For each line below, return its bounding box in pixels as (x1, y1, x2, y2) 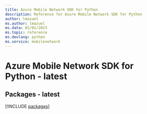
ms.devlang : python (5, 35, 45, 40)
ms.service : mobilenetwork (5, 39, 61, 44)
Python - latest (5, 71, 68, 82)
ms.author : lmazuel (5, 21, 45, 26)
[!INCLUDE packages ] (5, 103, 50, 109)
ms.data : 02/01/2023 (5, 26, 48, 30)
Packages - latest (5, 90, 60, 99)
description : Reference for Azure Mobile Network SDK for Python (5, 12, 142, 17)
